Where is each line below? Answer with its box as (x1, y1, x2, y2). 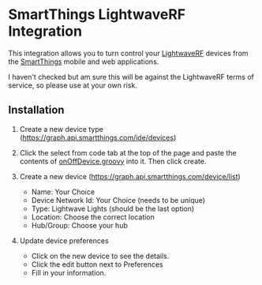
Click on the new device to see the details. (31, 251, 170, 261)
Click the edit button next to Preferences (31, 259, 163, 269)
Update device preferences (19, 235, 109, 246)
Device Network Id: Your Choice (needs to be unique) (31, 195, 206, 204)
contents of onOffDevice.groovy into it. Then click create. (19, 156, 207, 166)
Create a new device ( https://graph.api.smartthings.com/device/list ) (19, 171, 241, 181)
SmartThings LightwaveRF (8, 6, 186, 24)
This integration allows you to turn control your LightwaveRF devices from (8, 48, 249, 58)
